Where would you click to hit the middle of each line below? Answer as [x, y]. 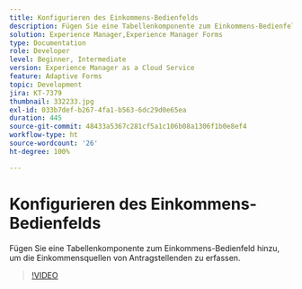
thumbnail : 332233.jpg [52, 101]
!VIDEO [44, 275]
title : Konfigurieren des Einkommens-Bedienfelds [104, 18]
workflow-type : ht [44, 135]
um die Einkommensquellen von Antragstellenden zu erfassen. [125, 257]
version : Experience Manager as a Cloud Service [102, 68]
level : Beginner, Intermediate [68, 59]
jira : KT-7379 [36, 93]
